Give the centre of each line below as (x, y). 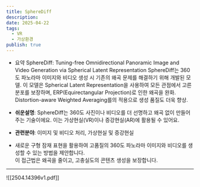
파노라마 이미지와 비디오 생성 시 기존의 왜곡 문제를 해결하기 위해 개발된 (103, 77)
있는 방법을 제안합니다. (59, 152)
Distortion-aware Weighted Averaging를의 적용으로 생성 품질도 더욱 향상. (101, 99)
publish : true (24, 45)
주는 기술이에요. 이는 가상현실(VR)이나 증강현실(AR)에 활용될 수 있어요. (97, 120)
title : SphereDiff (29, 12)
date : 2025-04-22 (28, 23)
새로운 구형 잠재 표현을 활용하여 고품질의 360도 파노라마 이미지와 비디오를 (101, 145)
